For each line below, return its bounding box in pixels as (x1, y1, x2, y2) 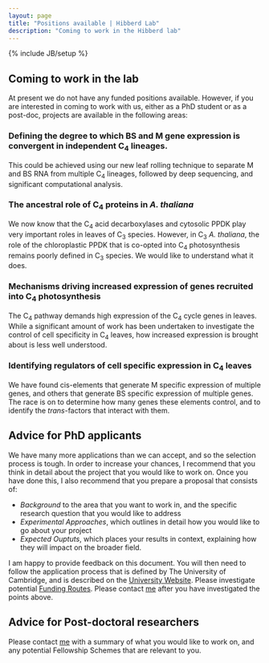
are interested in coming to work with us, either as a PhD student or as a (8, 102, 247, 112)
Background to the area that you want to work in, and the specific (19, 499, 238, 510)
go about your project (19, 525, 92, 535)
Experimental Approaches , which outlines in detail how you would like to (19, 517, 260, 527)
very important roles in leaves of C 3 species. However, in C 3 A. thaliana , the (8, 230, 259, 241)
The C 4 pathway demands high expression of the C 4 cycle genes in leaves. (8, 311, 257, 322)
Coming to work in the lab (8, 71, 139, 85)
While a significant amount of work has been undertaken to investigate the (8, 321, 255, 331)
